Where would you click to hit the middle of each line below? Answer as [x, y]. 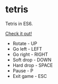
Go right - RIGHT [30, 54]
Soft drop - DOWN [32, 59]
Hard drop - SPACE [33, 65]
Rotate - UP [25, 43]
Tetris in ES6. [19, 24]
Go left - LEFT [27, 49]
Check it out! [19, 33]
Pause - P [23, 71]
